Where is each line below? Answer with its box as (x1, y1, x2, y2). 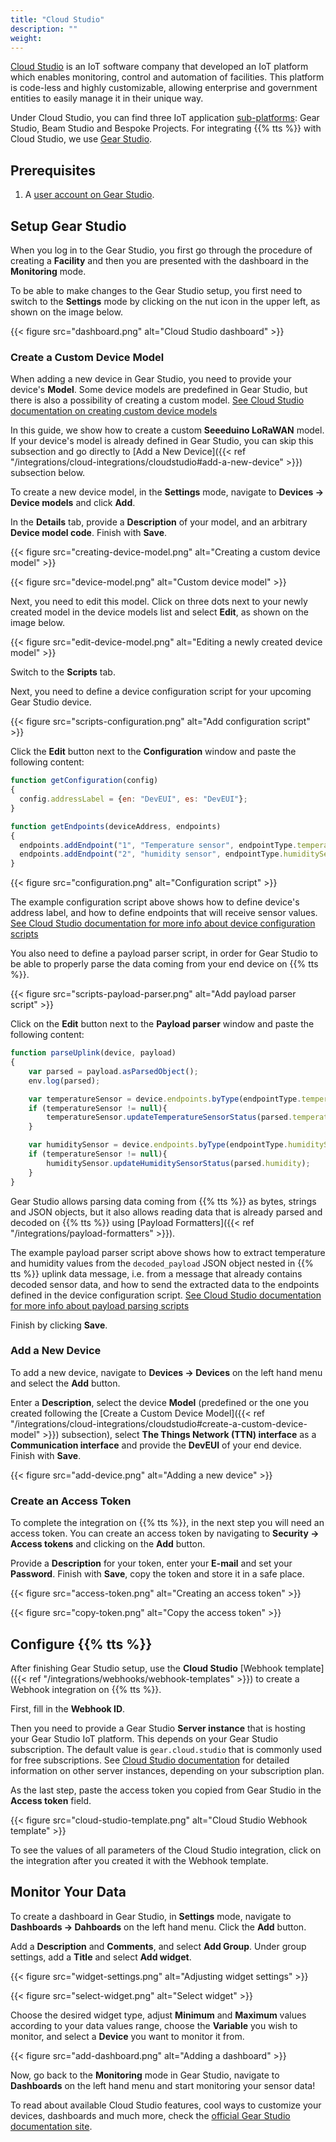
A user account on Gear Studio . (24, 189, 155, 201)
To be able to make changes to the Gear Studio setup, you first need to (10, 285, 303, 296)
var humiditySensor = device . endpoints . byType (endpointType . (28, 1140, 288, 1150)
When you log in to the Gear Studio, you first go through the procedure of (10, 244, 313, 256)
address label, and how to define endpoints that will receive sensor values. (10, 907, 318, 919)
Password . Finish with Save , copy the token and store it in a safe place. (10, 1568, 305, 1580)
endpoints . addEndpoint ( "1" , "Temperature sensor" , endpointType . (19, 840, 298, 850)
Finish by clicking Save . (10, 1319, 108, 1331)
